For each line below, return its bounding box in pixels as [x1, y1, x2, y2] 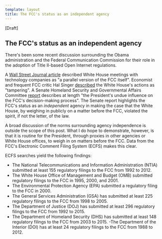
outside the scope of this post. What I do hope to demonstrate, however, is [5, 128, 154, 134]
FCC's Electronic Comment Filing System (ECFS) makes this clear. [5, 143, 137, 149]
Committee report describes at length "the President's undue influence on [5, 92, 153, 98]
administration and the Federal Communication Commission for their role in [5, 57, 155, 63]
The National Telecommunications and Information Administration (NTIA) [12, 162, 158, 168]
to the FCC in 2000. [12, 188, 52, 194]
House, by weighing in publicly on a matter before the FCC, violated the [5, 108, 148, 114]
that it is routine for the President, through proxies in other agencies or [5, 133, 146, 139]
